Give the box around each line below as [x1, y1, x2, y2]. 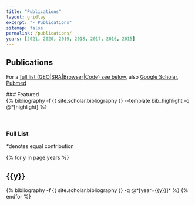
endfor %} [6, 193, 31, 200]
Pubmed [6, 79, 26, 86]
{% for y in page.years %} [6, 154, 69, 162]
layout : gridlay [6, 14, 46, 20]
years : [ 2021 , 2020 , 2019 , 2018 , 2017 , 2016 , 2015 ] [6, 36, 136, 42]
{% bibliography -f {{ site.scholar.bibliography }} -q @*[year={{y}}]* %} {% [6, 186, 189, 194]
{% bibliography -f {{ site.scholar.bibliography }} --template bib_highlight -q [6, 97, 190, 104]
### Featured [6, 90, 39, 98]
